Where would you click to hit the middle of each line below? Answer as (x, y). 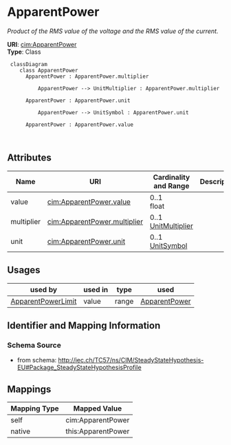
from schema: (37, 360)
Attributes (29, 158)
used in (96, 289)
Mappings (29, 389)
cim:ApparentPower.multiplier (95, 221)
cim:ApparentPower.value (89, 202)
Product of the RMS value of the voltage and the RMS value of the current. (113, 31)
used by (43, 289)
